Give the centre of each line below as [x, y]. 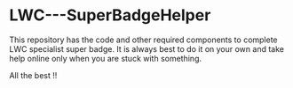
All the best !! [33, 75]
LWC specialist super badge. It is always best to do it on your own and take [146, 48]
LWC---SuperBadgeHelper [110, 15]
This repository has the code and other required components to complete [143, 40]
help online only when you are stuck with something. [106, 58]
